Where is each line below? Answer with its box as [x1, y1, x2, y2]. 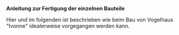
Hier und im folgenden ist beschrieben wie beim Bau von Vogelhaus [6, 16, 174, 23]
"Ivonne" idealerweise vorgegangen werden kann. [6, 23, 130, 29]
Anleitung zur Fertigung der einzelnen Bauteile [6, 5, 125, 12]
